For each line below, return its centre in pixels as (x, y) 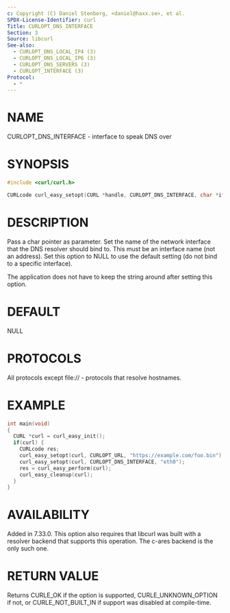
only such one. (28, 548)
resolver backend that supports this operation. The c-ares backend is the (110, 541)
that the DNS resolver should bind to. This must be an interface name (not (111, 248)
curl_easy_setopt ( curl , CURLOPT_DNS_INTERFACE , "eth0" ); (102, 462)
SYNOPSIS (38, 164)
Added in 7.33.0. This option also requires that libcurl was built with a (104, 534)
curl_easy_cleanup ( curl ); (56, 474)
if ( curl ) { (29, 443)
